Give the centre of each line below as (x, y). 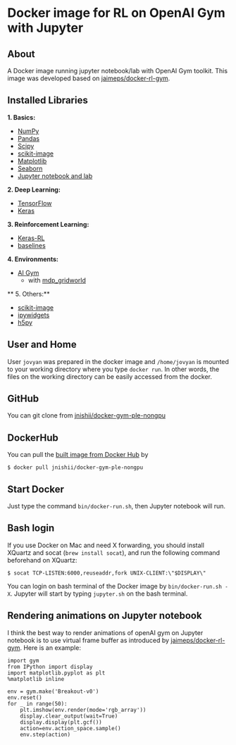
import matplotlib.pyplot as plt (56, 673)
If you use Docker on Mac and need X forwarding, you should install (106, 545)
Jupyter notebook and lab (55, 176)
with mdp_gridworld (57, 280)
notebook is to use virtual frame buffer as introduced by (88, 640)
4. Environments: (33, 259)
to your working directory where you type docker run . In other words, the (113, 369)
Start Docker (36, 489)
